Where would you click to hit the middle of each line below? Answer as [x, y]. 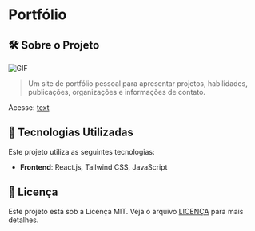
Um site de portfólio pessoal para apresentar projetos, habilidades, [137, 84]
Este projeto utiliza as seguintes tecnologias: [82, 151]
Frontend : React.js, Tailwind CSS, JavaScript [94, 167]
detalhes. [24, 220]
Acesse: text [29, 108]
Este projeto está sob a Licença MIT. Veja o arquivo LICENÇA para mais [126, 211]
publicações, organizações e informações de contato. [117, 92]
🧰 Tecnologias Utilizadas [71, 133]
